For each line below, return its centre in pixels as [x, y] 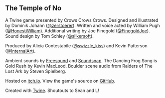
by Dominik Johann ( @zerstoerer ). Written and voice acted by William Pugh [83, 25]
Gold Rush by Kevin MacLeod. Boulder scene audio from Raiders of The [79, 66]
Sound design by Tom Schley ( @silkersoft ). [49, 36]
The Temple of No [33, 8]
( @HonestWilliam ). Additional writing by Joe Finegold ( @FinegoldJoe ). [78, 31]
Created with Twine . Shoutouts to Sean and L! [52, 90]
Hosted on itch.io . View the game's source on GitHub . [60, 81]
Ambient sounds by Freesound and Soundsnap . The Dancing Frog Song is [81, 60]
